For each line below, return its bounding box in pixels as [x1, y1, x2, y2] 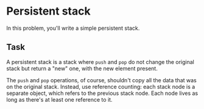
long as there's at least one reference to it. [6, 96, 113, 103]
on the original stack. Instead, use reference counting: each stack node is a [6, 83, 195, 90]
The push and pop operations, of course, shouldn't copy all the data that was [6, 76, 197, 83]
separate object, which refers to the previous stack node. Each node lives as [6, 90, 199, 97]
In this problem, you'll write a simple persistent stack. [6, 24, 140, 32]
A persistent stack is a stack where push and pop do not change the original [6, 58, 195, 65]
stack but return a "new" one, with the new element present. [6, 65, 158, 72]
